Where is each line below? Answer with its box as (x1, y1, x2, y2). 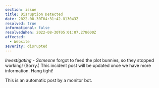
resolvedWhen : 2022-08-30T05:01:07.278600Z (5, 30, 97, 35)
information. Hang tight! (5, 67, 53, 74)
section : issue (5, 7, 37, 12)
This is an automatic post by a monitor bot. (5, 77, 93, 83)
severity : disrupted (5, 44, 48, 49)
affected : (5, 35, 26, 40)
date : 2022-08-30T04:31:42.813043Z (5, 16, 79, 21)
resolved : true (5, 21, 37, 26)
